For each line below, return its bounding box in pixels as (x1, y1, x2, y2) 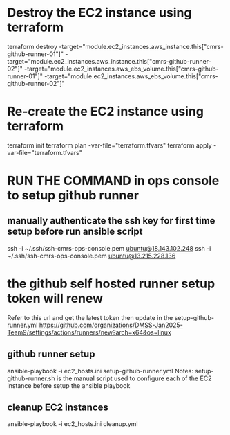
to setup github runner (7, 188, 140, 204)
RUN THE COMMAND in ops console (7, 173, 220, 188)
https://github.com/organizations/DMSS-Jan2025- (39, 321, 183, 329)
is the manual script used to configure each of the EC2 (56, 374, 212, 382)
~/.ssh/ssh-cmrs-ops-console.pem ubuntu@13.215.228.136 (7, 251, 176, 260)
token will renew (7, 291, 104, 306)
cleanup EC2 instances (7, 402, 109, 414)
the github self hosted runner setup (7, 276, 215, 292)
